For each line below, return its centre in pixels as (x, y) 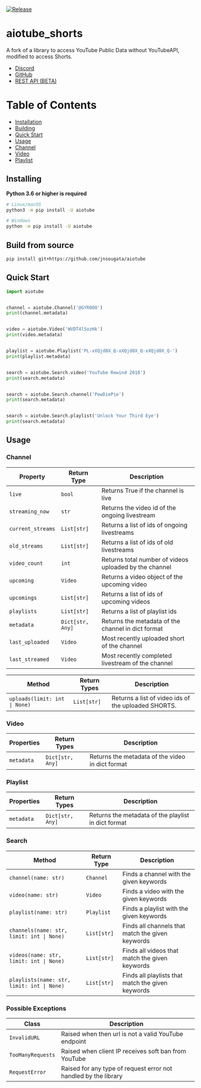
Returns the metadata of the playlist (139, 815)
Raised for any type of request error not (116, 1068)
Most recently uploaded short (143, 638)
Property (32, 476)
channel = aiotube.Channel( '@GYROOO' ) (54, 307)
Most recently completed (137, 656)
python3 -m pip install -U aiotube (51, 210)
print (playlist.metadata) (38, 356)
